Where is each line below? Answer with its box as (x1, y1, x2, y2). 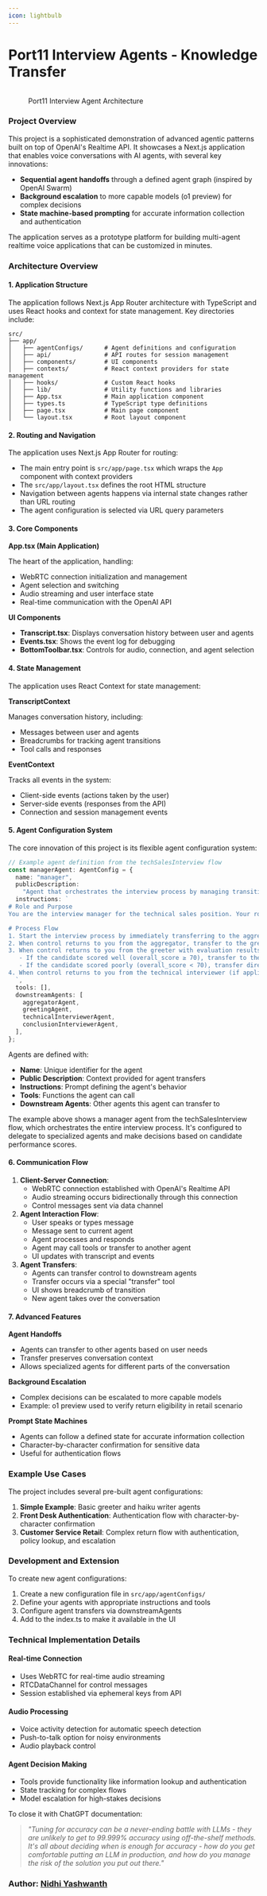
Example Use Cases (8, 1468, 87, 1480)
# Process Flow (8, 924, 59, 932)
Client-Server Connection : (19, 1175, 110, 1185)
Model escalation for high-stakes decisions (19, 1793, 161, 1804)
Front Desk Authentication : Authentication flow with (19, 1511, 192, 1520)
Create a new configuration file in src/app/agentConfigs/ (19, 1588, 206, 1598)
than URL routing (19, 497, 75, 507)
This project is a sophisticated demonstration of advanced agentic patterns (8, 133, 254, 143)
